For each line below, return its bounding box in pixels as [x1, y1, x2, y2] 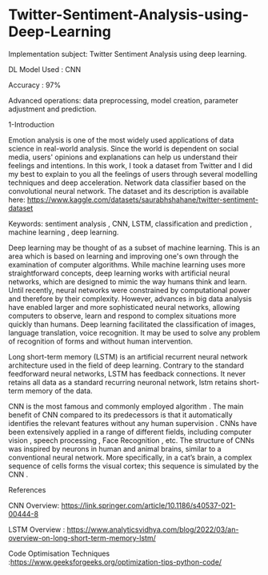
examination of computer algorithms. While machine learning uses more [8, 259, 246, 269]
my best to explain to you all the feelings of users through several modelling [8, 169, 258, 179]
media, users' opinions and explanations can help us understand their [8, 152, 238, 162]
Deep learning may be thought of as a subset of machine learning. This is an [8, 243, 260, 252]
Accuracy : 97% [8, 80, 62, 90]
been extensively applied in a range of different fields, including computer [8, 427, 252, 436]
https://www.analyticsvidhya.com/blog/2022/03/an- [66, 525, 239, 534]
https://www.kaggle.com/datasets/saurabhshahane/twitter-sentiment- [26, 195, 258, 204]
